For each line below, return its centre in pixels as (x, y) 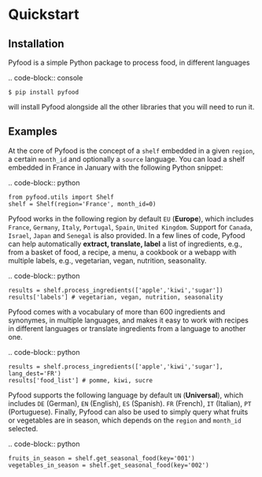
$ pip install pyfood (44, 92)
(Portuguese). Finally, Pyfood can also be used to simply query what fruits (128, 412)
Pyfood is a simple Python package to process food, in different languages (129, 62)
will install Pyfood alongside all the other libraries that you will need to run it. (131, 107)
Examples (33, 132)
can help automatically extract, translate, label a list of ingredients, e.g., (125, 244)
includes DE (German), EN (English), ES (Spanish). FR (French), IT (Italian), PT (130, 403)
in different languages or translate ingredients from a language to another (127, 328)
